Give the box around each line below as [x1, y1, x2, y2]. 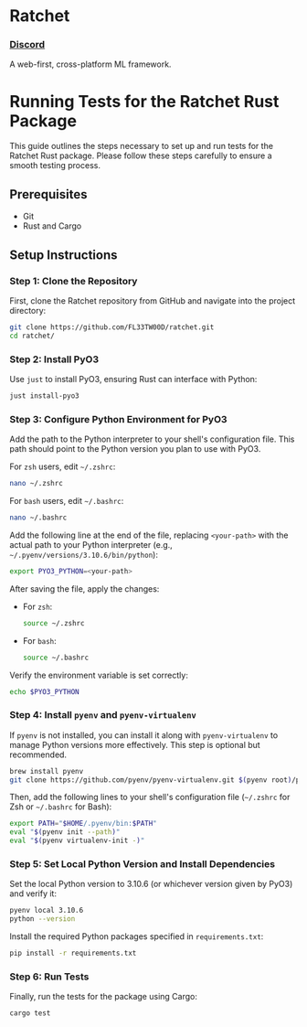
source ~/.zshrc [22, 618, 85, 627]
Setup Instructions [9, 247, 118, 262]
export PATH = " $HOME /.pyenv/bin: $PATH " [9, 819, 157, 829]
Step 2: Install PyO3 [9, 353, 99, 366]
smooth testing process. [9, 160, 101, 171]
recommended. [9, 749, 67, 760]
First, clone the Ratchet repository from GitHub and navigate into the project [9, 294, 296, 306]
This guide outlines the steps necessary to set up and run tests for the [9, 141, 274, 152]
